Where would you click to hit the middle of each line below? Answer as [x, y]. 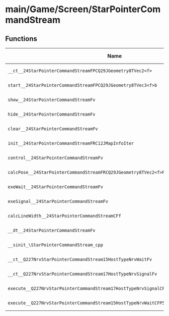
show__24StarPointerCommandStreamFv [52, 100]
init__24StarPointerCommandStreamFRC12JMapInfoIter [71, 143]
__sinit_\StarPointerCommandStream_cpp [55, 245]
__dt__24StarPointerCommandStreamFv [52, 230]
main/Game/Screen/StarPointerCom [83, 9]
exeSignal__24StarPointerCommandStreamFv [58, 201]
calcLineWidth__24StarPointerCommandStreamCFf [65, 216]
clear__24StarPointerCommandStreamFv [53, 129]
